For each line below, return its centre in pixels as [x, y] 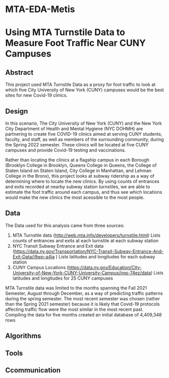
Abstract [19, 72]
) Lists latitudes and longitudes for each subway [105, 256]
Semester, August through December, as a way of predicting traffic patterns [84, 293]
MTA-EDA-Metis [40, 9]
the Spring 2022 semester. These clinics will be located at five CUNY [77, 145]
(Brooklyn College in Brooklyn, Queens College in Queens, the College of [81, 165]
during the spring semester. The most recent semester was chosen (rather [83, 298]
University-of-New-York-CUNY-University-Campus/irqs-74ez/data [82, 273]
